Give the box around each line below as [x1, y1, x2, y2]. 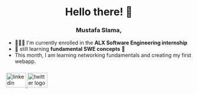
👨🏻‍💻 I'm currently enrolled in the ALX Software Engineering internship [14, 39, 188, 46]
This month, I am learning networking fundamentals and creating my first [14, 52, 192, 59]
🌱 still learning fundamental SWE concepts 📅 [14, 46, 125, 53]
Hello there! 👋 [65, 5, 133, 19]
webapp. [14, 58, 36, 65]
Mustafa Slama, [75, 26, 122, 34]
